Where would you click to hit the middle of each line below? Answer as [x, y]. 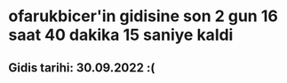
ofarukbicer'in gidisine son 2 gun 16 [143, 16]
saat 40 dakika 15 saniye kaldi [121, 35]
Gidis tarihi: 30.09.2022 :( [82, 68]
